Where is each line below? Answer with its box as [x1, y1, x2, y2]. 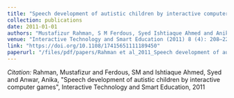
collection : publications [7, 17, 82, 24]
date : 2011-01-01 [7, 23, 58, 30]
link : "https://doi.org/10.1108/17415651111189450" [7, 42, 160, 49]
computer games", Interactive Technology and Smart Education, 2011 [7, 83, 205, 91]
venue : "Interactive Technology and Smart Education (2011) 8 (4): [7, 36, 208, 43]
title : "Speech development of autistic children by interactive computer [7, 10, 229, 17]
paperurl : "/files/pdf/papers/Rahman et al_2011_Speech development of [7, 49, 219, 56]
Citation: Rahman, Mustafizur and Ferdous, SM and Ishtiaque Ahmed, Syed [7, 67, 222, 76]
